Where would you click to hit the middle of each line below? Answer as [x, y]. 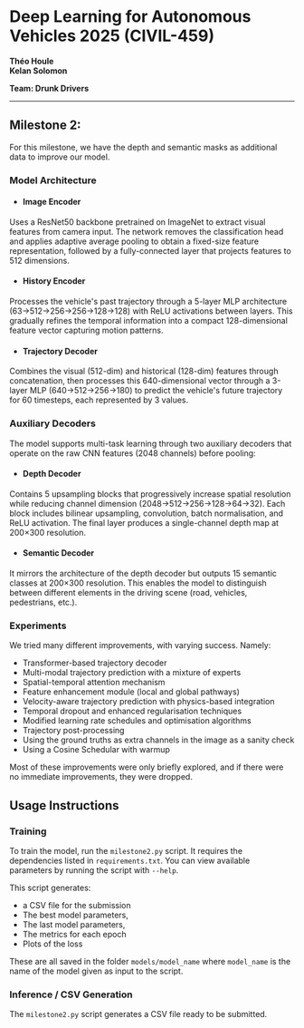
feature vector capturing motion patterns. [86, 330]
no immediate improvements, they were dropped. [101, 777]
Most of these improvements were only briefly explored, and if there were [147, 767]
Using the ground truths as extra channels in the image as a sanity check [158, 740]
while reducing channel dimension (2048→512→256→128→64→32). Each [147, 503]
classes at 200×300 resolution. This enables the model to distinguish [138, 583]
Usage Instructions [64, 805]
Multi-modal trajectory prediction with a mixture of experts [132, 673]
